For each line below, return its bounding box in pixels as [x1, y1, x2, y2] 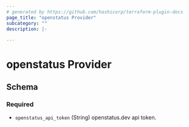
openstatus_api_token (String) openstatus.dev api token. [15, 114, 157, 121]
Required [6, 100, 34, 108]
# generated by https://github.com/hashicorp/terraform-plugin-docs [6, 9, 184, 15]
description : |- [6, 26, 47, 32]
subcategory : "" [6, 20, 47, 26]
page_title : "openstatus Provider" [6, 15, 97, 21]
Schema [6, 81, 38, 92]
